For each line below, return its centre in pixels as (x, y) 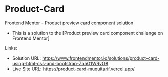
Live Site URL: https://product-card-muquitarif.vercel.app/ (73, 69)
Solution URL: (27, 58)
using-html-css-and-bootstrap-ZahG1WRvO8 (60, 63)
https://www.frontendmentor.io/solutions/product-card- (101, 58)
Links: (11, 48)
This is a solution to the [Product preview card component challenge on (88, 33)
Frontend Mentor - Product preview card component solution (69, 23)
